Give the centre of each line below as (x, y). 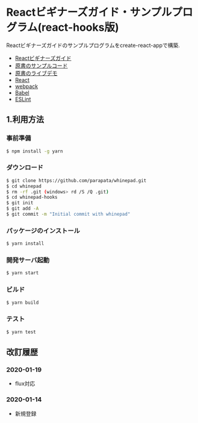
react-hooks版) (80, 27)
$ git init (20, 203)
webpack (26, 86)
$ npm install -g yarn (35, 151)
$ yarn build (23, 302)
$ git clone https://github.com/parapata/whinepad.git (76, 180)
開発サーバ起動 (28, 260)
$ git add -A (23, 208)
